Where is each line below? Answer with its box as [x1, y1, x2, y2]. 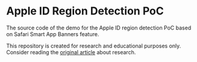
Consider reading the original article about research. [6, 48, 136, 55]
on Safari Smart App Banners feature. [6, 30, 99, 37]
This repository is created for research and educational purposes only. [6, 42, 181, 49]
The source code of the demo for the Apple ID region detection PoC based [6, 24, 192, 31]
